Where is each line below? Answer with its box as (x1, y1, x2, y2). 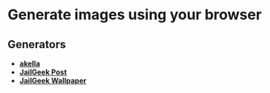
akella (19, 59, 40, 68)
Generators (7, 38, 66, 51)
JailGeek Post (19, 67, 67, 77)
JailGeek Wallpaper (19, 76, 86, 85)
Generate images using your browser (7, 6, 262, 24)
